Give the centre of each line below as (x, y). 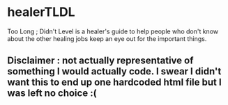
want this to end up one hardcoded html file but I (114, 82)
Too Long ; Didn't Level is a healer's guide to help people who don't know (113, 31)
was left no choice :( (52, 94)
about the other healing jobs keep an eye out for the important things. (107, 38)
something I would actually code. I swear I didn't (114, 71)
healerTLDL (41, 12)
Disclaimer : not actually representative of (100, 61)
